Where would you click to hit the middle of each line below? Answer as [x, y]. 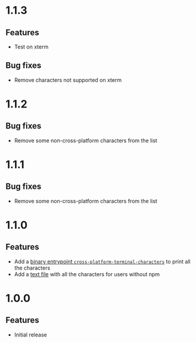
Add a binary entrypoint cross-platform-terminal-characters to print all [102, 261]
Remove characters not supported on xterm [68, 80]
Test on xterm [31, 47]
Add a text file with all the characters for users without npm [87, 274]
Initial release [30, 335]
